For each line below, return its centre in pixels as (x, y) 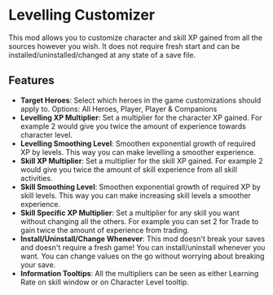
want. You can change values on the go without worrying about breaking (142, 256)
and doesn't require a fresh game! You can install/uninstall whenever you (143, 247)
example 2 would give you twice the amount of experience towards (133, 126)
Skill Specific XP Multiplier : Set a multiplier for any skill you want (130, 213)
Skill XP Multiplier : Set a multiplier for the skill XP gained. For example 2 (141, 161)
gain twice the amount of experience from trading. (105, 230)
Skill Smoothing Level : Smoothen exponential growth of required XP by (140, 187)
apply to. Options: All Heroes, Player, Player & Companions (119, 108)
